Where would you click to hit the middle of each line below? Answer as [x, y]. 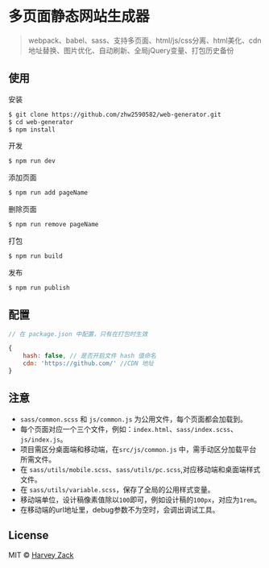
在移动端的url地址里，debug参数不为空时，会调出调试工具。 [120, 509]
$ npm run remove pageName [54, 225]
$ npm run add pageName [48, 193]
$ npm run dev [32, 161]
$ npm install [32, 130]
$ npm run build [35, 256]
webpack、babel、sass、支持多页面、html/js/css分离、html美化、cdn [145, 40]
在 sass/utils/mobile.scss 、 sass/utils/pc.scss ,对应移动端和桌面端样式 [140, 469]
